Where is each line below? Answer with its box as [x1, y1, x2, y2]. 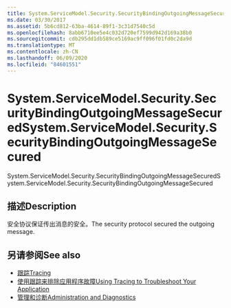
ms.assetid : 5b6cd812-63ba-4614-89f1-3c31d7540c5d [7, 23, 155, 29]
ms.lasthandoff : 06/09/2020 [7, 55, 88, 62]
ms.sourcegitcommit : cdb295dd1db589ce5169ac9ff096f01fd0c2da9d [7, 36, 192, 43]
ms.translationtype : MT [7, 42, 76, 49]
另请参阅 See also [7, 249, 81, 261]
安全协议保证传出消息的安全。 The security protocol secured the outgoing [7, 220, 215, 228]
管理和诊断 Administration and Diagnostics [16, 293, 136, 302]
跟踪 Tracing [16, 269, 52, 277]
